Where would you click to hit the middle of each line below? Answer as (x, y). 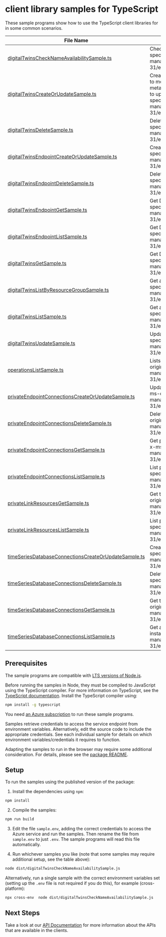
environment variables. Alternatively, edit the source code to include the (78, 729)
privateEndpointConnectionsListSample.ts (56, 476)
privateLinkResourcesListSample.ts (48, 530)
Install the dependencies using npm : (48, 792)
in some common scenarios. (34, 28)
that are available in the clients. (37, 930)
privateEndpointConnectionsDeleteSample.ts (60, 423)
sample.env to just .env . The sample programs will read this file (76, 839)
